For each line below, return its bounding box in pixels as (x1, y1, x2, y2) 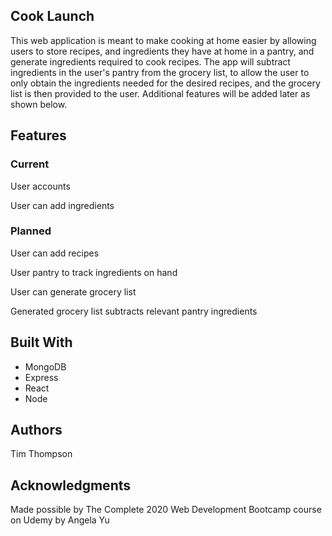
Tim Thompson (10, 448, 73, 460)
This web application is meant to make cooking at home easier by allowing (10, 34, 317, 46)
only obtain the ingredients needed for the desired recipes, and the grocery (10, 77, 321, 89)
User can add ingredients (10, 199, 115, 211)
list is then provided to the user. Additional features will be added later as (10, 87, 311, 99)
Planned (10, 224, 52, 238)
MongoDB (24, 360, 67, 373)
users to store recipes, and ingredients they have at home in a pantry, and (10, 45, 315, 57)
